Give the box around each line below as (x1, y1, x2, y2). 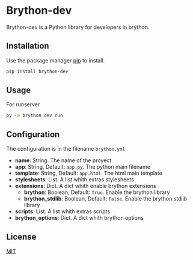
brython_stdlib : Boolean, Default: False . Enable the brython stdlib (23, 195, 188, 202)
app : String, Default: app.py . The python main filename (14, 163, 150, 171)
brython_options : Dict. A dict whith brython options (14, 214, 144, 222)
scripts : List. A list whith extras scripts (14, 208, 110, 215)
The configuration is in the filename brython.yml (6, 145, 125, 153)
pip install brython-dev (6, 68, 69, 74)
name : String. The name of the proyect (14, 157, 112, 164)
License (6, 232, 37, 242)
